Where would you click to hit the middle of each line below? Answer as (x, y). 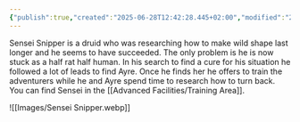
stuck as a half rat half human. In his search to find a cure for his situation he (150, 61)
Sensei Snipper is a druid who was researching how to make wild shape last (149, 43)
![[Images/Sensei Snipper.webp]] (70, 107)
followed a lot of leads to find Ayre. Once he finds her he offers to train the (146, 71)
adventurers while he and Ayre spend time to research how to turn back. (142, 80)
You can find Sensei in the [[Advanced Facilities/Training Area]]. (127, 90)
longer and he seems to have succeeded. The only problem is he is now (142, 52)
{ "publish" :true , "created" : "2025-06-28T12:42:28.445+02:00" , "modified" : (147, 17)
